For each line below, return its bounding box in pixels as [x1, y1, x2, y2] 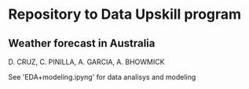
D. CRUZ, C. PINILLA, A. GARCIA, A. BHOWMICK [8, 57, 165, 66]
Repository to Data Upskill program [8, 5, 242, 23]
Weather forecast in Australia [8, 37, 156, 50]
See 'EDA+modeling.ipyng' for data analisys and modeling [8, 73, 196, 81]
